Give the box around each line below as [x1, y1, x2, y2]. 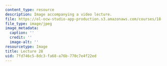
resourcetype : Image [5, 44, 48, 49]
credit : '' [9, 35, 32, 40]
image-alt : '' [9, 40, 39, 45]
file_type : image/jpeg [5, 21, 52, 26]
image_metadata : [5, 26, 39, 31]
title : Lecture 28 [5, 49, 43, 54]
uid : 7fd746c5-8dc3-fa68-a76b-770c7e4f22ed [5, 53, 97, 59]
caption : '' [9, 30, 35, 35]
